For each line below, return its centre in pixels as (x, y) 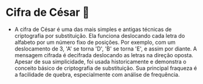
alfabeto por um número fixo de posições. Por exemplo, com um (95, 42)
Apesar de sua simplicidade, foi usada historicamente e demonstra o (100, 61)
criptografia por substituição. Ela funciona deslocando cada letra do (100, 35)
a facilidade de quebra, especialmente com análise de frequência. (97, 74)
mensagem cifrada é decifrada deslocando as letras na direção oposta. (104, 55)
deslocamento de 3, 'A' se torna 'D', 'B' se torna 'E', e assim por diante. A (105, 49)
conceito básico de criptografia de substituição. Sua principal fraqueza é (106, 68)
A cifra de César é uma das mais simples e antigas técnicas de (93, 29)
